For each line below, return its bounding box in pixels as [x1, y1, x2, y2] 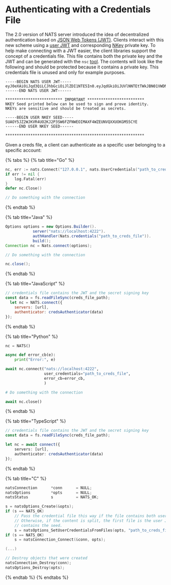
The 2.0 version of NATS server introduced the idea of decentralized [5, 31, 149, 37]
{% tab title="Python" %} [5, 333, 59, 339]
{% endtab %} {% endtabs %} [5, 574, 69, 580]
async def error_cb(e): [5, 352, 56, 358]
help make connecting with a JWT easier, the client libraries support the [5, 47, 156, 54]
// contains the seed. [14, 523, 63, 528]
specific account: [5, 147, 42, 153]
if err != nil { [5, 172, 40, 177]
